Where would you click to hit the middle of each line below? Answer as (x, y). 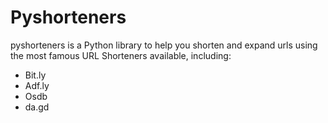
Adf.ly (37, 85)
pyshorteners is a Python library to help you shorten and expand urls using (164, 45)
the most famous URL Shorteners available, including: (121, 55)
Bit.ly (35, 75)
